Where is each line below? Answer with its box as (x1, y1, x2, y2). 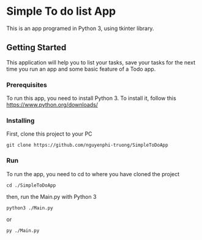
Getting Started (6, 42, 67, 53)
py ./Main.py (6, 227, 40, 234)
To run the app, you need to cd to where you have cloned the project (6, 170, 180, 177)
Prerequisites (6, 80, 47, 89)
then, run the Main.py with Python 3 (6, 193, 97, 200)
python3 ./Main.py (6, 204, 53, 211)
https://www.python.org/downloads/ (6, 101, 99, 109)
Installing (6, 116, 35, 125)
